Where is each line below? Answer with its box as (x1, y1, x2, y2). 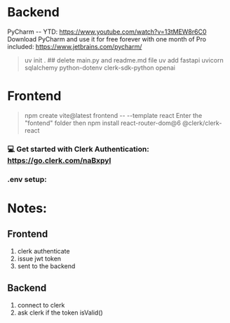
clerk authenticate (17, 246, 70, 255)
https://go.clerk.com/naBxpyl (7, 155, 111, 165)
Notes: (7, 200, 48, 216)
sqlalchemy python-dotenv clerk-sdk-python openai (24, 63, 175, 72)
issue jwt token (17, 254, 62, 263)
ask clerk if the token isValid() (17, 308, 103, 317)
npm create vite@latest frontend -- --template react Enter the (24, 111, 203, 119)
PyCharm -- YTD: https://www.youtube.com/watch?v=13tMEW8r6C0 (7, 27, 207, 36)
